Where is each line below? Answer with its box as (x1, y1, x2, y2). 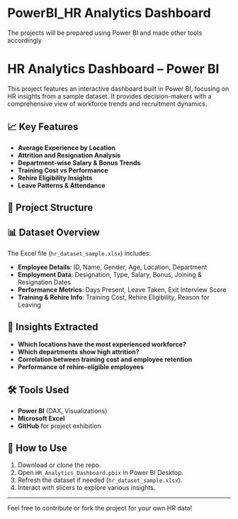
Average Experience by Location (17, 143, 115, 152)
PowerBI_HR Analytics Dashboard (7, 5, 211, 21)
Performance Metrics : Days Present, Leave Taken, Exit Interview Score (17, 285, 227, 294)
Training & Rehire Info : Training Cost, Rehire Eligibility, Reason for (17, 293, 210, 301)
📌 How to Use (7, 442, 67, 454)
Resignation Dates (17, 278, 71, 286)
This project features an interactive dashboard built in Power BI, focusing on (7, 84, 229, 93)
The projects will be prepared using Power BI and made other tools (7, 28, 203, 37)
